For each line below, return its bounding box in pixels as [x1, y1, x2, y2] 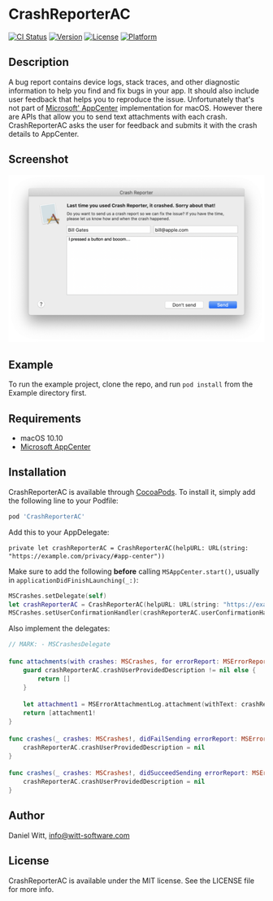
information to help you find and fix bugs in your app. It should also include [8, 85, 260, 95]
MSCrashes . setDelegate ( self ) [8, 592, 107, 600]
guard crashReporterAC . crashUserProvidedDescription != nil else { [23, 666, 256, 674]
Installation [8, 466, 67, 479]
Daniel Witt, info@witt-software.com [8, 830, 130, 840]
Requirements [8, 412, 81, 426]
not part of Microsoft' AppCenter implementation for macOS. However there [8, 103, 262, 112]
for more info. [8, 884, 54, 894]
